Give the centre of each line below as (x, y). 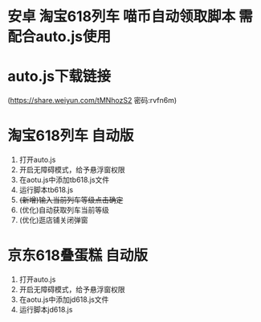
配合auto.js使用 (59, 37)
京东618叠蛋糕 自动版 (78, 256)
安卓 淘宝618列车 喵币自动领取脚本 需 (130, 17)
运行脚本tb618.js (46, 190)
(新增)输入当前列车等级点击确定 (71, 200)
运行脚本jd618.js (46, 310)
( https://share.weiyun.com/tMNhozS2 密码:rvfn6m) (92, 101)
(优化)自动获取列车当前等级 (64, 210)
